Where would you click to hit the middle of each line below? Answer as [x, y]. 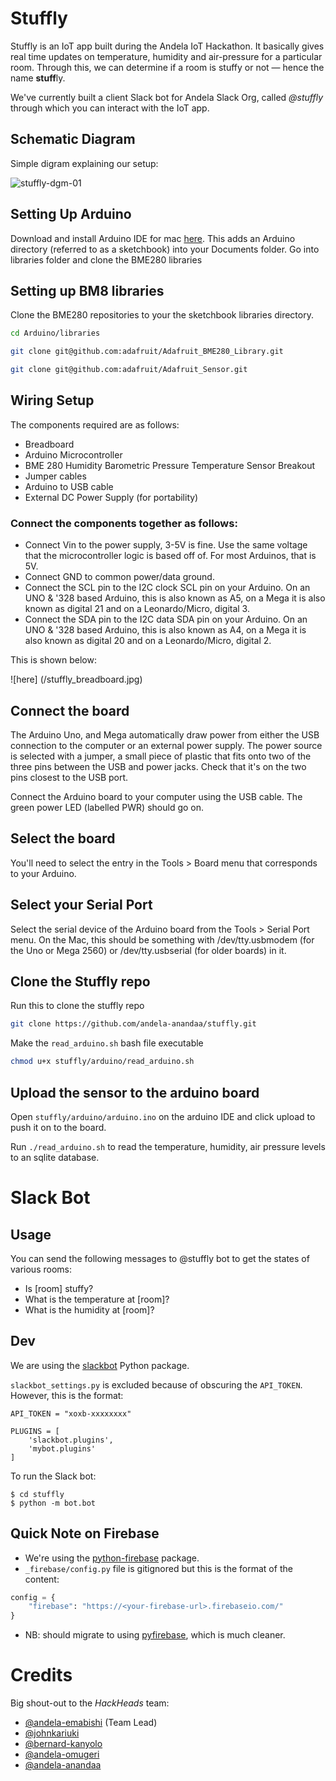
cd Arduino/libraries [55, 333]
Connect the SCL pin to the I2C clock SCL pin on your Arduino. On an [167, 588]
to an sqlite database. [55, 1157]
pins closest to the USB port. [69, 777]
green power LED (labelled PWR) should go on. [107, 807]
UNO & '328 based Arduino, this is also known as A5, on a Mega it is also [175, 598]
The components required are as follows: [95, 424]
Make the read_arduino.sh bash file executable [107, 1043]
